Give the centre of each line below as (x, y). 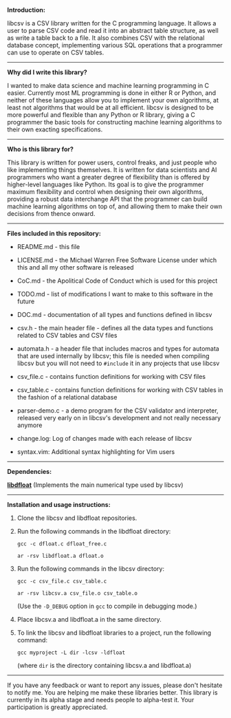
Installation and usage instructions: (59, 504)
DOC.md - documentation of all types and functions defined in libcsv (114, 315)
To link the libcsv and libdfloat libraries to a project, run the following (114, 633)
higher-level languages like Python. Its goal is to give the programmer (106, 184)
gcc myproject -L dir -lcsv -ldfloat (71, 653)
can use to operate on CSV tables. (56, 52)
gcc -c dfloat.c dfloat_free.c (62, 544)
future (26, 301)
